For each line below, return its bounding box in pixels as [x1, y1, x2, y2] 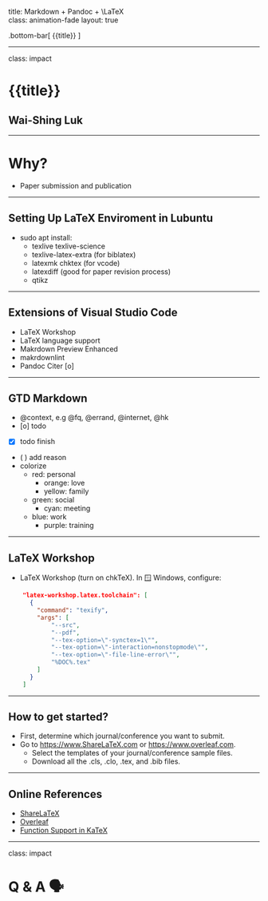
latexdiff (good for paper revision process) [31, 267, 171, 276]
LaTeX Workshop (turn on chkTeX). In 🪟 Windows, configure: [19, 573, 222, 582]
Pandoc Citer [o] [19, 361, 74, 371]
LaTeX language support [19, 335, 101, 345]
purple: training [43, 521, 94, 530]
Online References [8, 787, 102, 801]
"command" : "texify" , [37, 606, 109, 614]
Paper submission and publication [19, 181, 132, 190]
